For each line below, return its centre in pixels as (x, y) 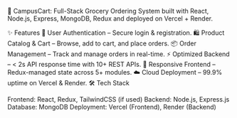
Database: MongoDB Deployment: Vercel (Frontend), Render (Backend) (112, 107)
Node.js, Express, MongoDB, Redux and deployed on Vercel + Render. (110, 18)
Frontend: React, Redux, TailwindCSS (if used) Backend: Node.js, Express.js (118, 99)
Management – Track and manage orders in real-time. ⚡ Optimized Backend (118, 54)
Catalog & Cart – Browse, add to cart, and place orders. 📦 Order (102, 43)
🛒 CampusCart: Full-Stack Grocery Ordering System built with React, (108, 11)
